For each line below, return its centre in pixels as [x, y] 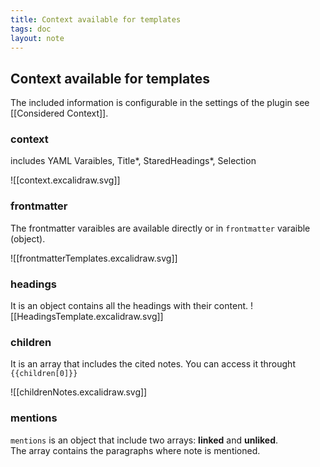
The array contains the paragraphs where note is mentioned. [135, 450]
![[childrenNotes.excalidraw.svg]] [79, 392]
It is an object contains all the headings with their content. [129, 306]
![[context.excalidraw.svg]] [65, 180]
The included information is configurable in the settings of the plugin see [160, 103]
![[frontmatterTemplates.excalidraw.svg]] [94, 258]
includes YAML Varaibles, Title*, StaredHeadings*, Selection [133, 161]
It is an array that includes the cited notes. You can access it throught [153, 364]
